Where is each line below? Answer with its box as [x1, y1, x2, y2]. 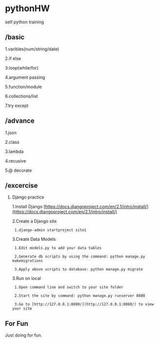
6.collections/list [5, 93, 38, 99]
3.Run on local [12, 275, 41, 281]
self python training [5, 19, 44, 25]
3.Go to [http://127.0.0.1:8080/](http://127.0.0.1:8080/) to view [14, 302, 154, 307]
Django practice [12, 194, 45, 200]
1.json [5, 129, 17, 135]
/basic [5, 33, 25, 41]
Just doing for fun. [5, 332, 42, 338]
